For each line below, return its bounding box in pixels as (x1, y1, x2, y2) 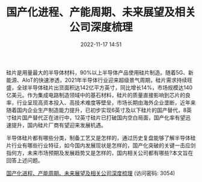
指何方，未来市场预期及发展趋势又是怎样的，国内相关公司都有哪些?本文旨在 (6, 149, 194, 156)
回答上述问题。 (6, 157, 43, 164)
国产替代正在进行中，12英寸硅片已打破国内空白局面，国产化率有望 (22, 114, 186, 121)
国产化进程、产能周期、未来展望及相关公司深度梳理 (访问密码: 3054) (6, 169, 176, 177)
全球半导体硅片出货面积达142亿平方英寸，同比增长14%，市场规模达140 (16, 83, 193, 91)
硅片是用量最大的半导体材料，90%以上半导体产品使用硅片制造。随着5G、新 (6, 68, 194, 76)
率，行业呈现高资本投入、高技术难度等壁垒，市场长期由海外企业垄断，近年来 (6, 99, 196, 106)
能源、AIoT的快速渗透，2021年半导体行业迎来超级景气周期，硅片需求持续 (6, 76, 188, 83)
